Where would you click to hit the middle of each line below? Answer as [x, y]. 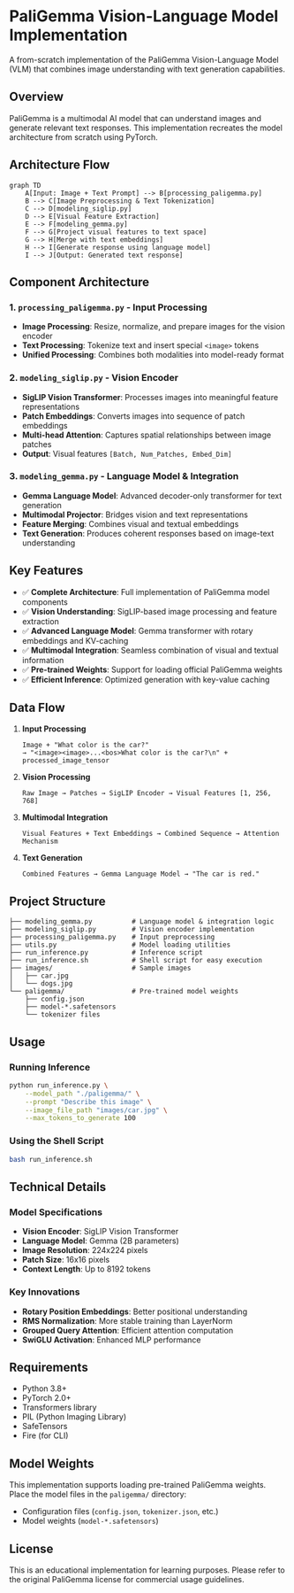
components [45, 602]
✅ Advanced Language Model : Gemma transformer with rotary [137, 630]
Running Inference [50, 1067]
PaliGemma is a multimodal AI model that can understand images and [136, 118]
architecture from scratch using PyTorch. [84, 137]
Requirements [49, 1367]
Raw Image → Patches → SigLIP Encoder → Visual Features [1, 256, [147, 793]
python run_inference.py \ [59, 1085]
